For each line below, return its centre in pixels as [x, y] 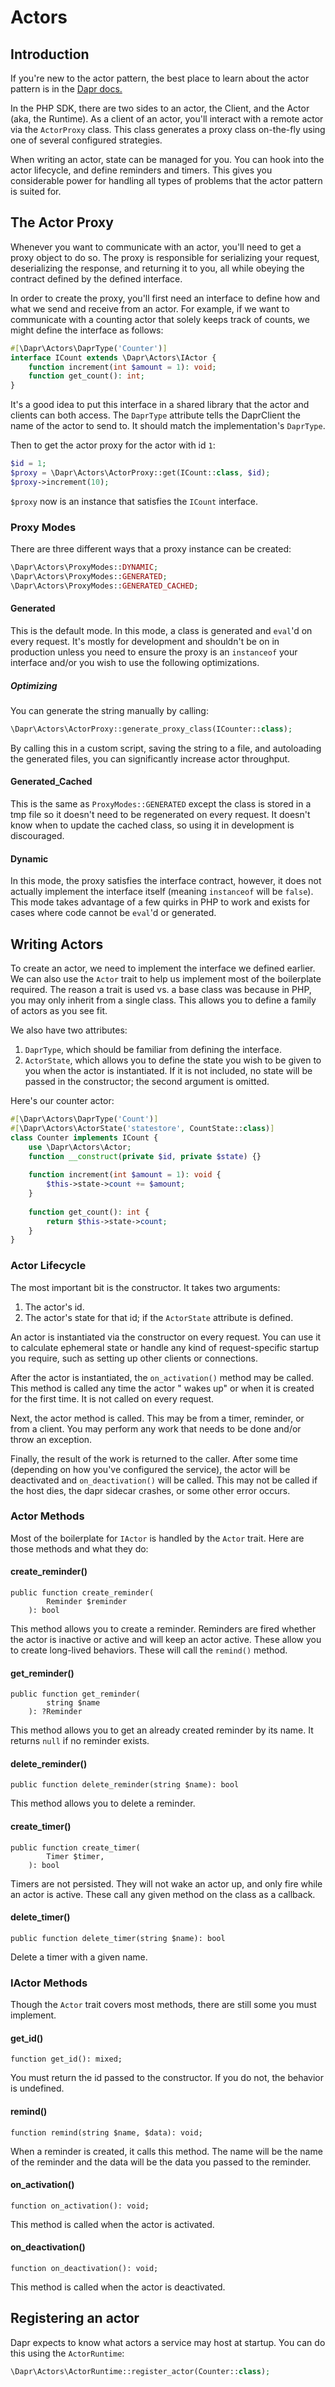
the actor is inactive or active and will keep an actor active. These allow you [166, 1640]
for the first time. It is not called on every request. [112, 1398]
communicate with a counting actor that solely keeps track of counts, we [160, 319]
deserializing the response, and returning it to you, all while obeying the [157, 268]
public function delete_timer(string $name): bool [118, 1938]
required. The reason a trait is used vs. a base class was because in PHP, [161, 989]
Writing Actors [57, 944]
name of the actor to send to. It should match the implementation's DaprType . [168, 426]
